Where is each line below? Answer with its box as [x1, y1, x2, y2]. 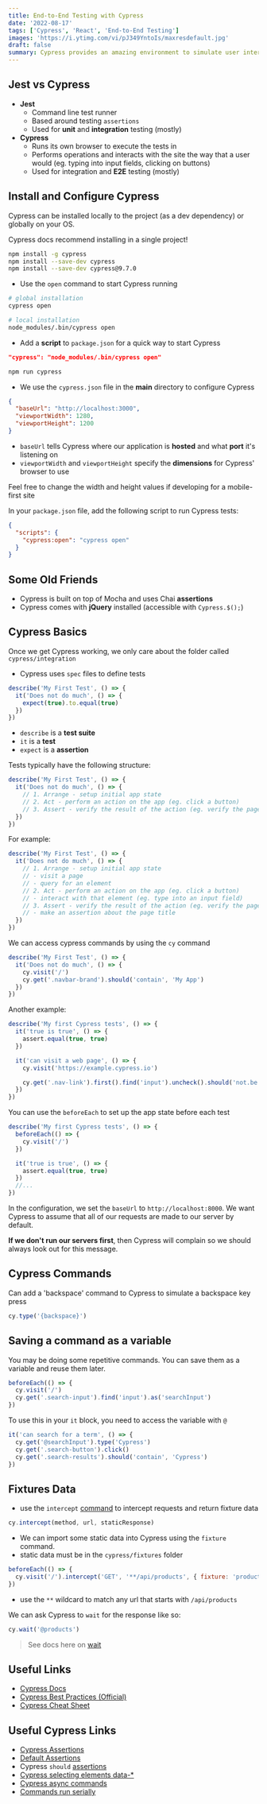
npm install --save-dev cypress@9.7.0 [8, 265, 137, 273]
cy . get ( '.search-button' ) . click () [15, 1446, 130, 1454]
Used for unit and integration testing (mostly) [31, 124, 182, 134]
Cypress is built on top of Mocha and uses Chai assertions [19, 594, 213, 604]
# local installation [8, 316, 80, 324]
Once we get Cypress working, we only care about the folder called [8, 646, 230, 656]
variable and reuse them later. [8, 1364, 106, 1373]
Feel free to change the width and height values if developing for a [8, 482, 226, 491]
